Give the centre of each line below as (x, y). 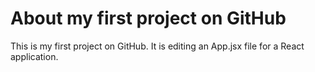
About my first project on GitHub (148, 18)
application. (34, 56)
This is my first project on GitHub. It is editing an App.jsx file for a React (157, 46)
